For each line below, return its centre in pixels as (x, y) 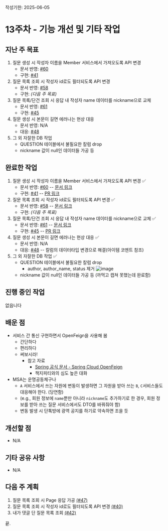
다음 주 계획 (22, 487)
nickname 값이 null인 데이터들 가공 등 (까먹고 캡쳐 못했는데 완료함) (85, 275)
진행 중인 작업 (25, 292)
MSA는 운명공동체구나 (34, 379)
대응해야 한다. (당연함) (42, 392)
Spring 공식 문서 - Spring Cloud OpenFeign (79, 367)
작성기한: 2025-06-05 (28, 7)
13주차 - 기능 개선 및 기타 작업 (63, 30)
